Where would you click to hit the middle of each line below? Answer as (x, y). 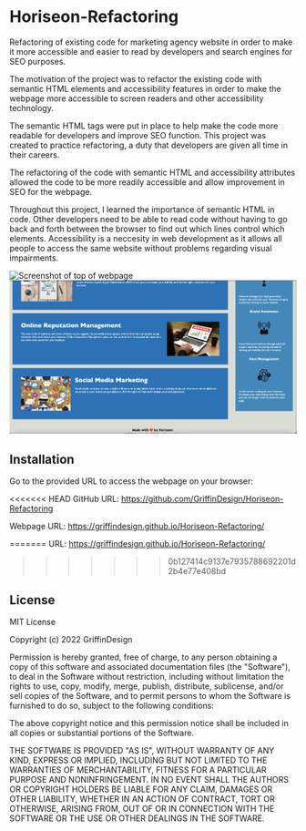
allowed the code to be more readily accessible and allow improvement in (147, 182)
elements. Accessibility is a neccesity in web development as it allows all (146, 238)
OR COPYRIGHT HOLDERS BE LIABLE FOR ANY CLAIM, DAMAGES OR (141, 789)
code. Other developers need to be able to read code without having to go (149, 219)
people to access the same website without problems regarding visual (141, 248)
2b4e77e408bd (197, 571)
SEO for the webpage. (51, 191)
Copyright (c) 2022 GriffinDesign (71, 640)
